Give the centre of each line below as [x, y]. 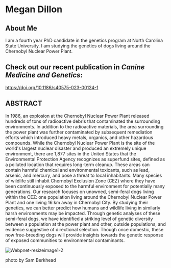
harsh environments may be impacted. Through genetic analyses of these [83, 213]
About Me [21, 28]
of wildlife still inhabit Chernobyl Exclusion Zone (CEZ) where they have [80, 181]
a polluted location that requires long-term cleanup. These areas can [78, 165]
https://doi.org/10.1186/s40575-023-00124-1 [52, 87]
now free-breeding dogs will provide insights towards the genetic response [84, 235]
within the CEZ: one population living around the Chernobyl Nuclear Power [83, 197]
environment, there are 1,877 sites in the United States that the [71, 153]
